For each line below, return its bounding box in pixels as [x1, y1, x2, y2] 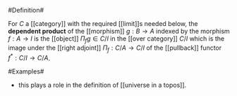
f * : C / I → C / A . [8, 53, 51, 62]
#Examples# [8, 67, 44, 76]
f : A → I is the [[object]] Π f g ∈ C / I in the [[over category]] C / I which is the [8, 34, 225, 44]
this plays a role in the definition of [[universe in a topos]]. [18, 81, 187, 90]
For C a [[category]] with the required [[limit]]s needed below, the [8, 20, 198, 27]
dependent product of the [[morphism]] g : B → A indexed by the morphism [8, 27, 230, 35]
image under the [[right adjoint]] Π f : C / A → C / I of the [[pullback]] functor [8, 43, 222, 53]
